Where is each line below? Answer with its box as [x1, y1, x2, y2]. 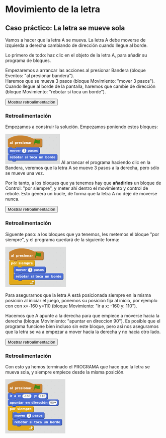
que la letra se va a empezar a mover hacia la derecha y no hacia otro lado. [5, 328, 161, 335]
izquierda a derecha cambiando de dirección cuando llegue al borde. [5, 42, 148, 48]
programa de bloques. [5, 58, 51, 64]
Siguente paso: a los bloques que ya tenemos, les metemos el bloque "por [5, 231, 159, 237]
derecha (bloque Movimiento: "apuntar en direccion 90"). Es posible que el [5, 318, 161, 324]
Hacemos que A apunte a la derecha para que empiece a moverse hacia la [5, 312, 159, 318]
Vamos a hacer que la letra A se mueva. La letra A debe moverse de [5, 37, 146, 43]
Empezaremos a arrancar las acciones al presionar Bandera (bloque [5, 67, 146, 73]
